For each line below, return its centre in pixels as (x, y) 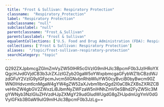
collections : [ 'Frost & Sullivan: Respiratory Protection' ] (70, 46)
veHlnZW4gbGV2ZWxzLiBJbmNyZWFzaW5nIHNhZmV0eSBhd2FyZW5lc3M (81, 89)
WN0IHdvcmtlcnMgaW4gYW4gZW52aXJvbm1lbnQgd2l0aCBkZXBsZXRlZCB (82, 84)
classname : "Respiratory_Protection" (47, 14)
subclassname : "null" (29, 23)
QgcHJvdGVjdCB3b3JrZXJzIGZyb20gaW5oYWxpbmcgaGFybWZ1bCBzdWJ (81, 74)
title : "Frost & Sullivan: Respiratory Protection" (61, 9)
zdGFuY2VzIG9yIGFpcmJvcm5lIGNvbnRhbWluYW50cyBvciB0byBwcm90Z (80, 79)
